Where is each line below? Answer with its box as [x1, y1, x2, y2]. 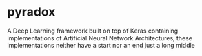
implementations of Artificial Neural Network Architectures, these [7, 33, 193, 42]
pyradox [7, 4, 56, 20]
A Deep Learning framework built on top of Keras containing [7, 27, 179, 35]
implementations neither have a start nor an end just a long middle [7, 41, 195, 49]
